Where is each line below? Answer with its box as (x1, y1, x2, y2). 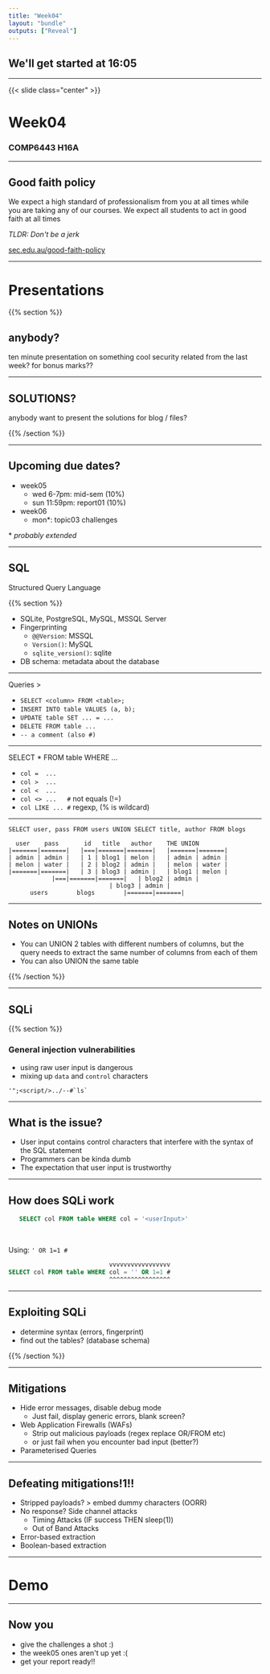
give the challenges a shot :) (19, 1639, 114, 1649)
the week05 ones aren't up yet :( (19, 1647, 129, 1657)
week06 (19, 506, 47, 515)
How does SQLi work (8, 1193, 115, 1207)
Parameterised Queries (19, 1446, 97, 1455)
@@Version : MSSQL (31, 630, 94, 640)
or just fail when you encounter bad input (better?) (31, 1437, 199, 1447)
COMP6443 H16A (8, 142, 79, 154)
